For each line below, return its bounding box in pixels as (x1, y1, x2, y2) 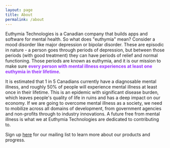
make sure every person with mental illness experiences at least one (5, 63, 153, 69)
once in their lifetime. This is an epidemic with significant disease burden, (5, 90, 159, 96)
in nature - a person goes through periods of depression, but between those (5, 47, 165, 53)
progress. (5, 137, 25, 143)
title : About (5, 12, 33, 17)
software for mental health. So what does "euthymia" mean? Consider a (5, 36, 155, 42)
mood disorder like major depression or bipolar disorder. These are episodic (5, 42, 164, 48)
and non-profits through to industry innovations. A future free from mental (5, 111, 160, 117)
